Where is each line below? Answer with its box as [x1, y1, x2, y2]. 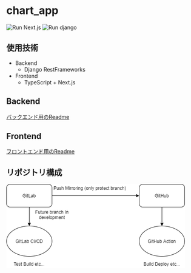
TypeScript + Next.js [24, 78, 76, 86]
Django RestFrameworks [24, 66, 86, 73]
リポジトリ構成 [6, 167, 62, 178]
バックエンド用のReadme [6, 113, 70, 120]
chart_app [6, 4, 59, 18]
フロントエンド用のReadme [6, 148, 75, 155]
